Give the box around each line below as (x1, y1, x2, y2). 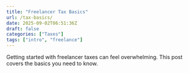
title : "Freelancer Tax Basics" (6, 8, 88, 15)
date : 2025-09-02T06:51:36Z (6, 20, 78, 26)
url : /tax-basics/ (6, 14, 53, 21)
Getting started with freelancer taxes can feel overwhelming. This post (6, 54, 183, 60)
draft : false (6, 25, 40, 32)
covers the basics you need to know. (6, 60, 98, 67)
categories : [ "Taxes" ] (6, 31, 64, 37)
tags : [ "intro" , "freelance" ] (6, 37, 83, 43)
